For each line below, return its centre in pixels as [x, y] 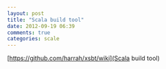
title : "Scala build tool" [46, 20]
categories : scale [33, 39]
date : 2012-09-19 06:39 [41, 26]
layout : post [26, 13]
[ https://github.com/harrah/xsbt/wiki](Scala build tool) [83, 58]
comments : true [29, 32]
